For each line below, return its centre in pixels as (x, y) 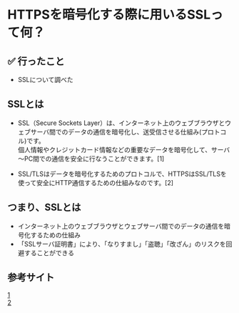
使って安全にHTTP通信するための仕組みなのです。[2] (95, 182)
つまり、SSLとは (44, 208)
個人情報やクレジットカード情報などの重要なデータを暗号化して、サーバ (124, 149)
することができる (49, 253)
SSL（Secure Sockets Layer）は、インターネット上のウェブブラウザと (121, 123)
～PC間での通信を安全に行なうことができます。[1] (91, 159)
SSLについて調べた (45, 80)
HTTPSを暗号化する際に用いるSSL (109, 15)
